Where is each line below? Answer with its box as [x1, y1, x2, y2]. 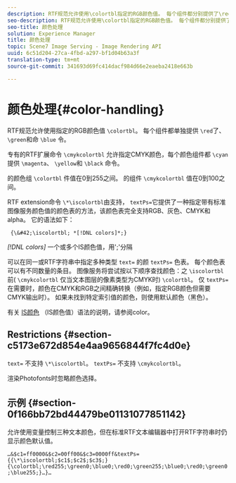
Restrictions [7, 329, 62, 341]
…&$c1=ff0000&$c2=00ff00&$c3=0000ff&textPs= [7, 451, 140, 458]
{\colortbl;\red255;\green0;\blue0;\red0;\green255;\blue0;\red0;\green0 [7, 463, 228, 470]
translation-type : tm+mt [7, 56, 80, 63]
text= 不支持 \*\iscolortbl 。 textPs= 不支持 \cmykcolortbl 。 [7, 359, 185, 367]
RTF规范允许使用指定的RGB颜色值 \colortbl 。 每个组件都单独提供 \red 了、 [7, 126, 225, 135]
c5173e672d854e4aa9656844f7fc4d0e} [7, 339, 191, 351]
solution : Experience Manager [7, 30, 96, 37]
